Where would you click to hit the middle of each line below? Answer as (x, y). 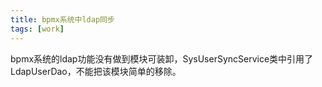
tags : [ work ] (37, 29)
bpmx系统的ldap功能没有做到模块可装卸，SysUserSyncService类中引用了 (162, 58)
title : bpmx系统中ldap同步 (62, 19)
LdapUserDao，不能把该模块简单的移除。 (96, 71)
